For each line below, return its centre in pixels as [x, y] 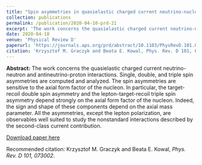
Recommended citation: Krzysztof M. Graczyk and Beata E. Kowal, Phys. [96, 149]
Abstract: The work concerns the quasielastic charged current [84, 68]
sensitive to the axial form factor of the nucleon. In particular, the [86, 87]
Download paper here [33, 137]
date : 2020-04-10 [28, 34]
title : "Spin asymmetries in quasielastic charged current [82, 12]
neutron [16, 74]
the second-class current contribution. [54, 126]
